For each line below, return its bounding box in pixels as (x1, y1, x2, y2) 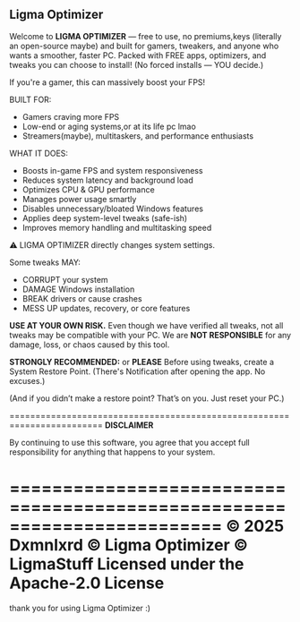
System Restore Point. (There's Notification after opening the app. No (9, 366, 266, 377)
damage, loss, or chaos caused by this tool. (9, 339, 170, 350)
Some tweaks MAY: (9, 257, 81, 268)
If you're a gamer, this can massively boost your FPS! (9, 76, 206, 88)
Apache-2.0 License (9, 573, 165, 593)
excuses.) (9, 375, 46, 386)
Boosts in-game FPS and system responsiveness (21, 165, 203, 175)
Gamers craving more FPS (21, 111, 120, 122)
